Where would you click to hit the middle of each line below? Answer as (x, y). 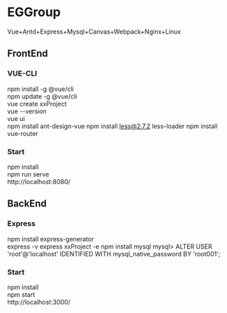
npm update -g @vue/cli (42, 96)
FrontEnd (28, 54)
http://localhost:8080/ (39, 181)
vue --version (27, 111)
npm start (21, 294)
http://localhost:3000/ (39, 302)
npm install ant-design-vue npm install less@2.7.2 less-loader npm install (112, 126)
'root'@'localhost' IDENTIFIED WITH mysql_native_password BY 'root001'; (114, 253)
